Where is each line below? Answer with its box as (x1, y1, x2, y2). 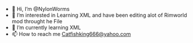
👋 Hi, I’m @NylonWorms (11, 6, 70, 12)
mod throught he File (11, 18, 63, 24)
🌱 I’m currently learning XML (11, 24, 81, 31)
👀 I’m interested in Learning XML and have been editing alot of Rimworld (11, 12, 187, 19)
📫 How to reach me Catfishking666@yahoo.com (11, 31, 131, 37)
